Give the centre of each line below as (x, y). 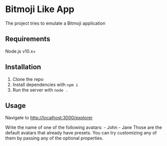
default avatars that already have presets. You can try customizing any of (81, 133)
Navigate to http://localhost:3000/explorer (49, 118)
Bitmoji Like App (40, 9)
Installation (23, 67)
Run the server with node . (40, 90)
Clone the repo (28, 79)
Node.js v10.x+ (21, 51)
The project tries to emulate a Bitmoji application (55, 23)
